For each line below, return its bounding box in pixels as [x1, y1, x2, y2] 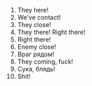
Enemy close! [17, 43, 56, 51]
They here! [17, 6, 49, 14]
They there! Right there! [17, 28, 86, 36]
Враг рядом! [17, 50, 54, 58]
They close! [17, 21, 52, 28]
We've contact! [17, 13, 61, 21]
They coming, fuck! [17, 58, 73, 65]
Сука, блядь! [17, 65, 56, 73]
